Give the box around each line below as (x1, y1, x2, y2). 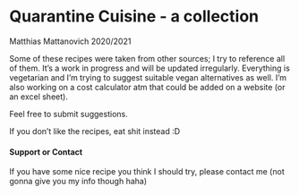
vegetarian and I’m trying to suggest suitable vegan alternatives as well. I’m (9, 72, 287, 82)
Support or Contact (9, 146, 83, 157)
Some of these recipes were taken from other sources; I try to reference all (9, 53, 286, 64)
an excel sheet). (9, 91, 69, 102)
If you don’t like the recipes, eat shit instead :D (9, 125, 181, 136)
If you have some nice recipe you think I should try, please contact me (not (9, 166, 285, 177)
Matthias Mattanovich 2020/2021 (9, 36, 132, 47)
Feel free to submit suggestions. (9, 108, 128, 119)
